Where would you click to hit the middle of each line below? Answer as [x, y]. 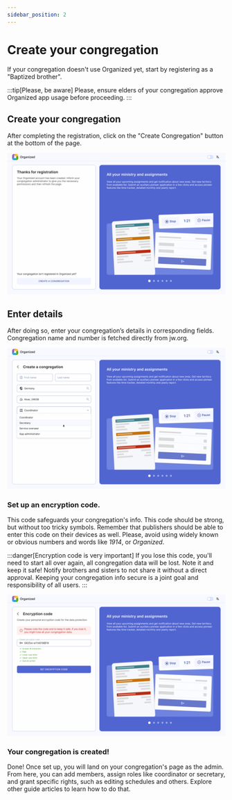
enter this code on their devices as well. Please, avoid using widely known [113, 535]
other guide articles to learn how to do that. [69, 789]
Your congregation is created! [58, 751]
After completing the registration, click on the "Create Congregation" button [115, 136]
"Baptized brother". [35, 76]
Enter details [35, 314]
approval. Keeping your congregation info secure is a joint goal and [103, 578]
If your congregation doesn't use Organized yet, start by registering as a [110, 69]
